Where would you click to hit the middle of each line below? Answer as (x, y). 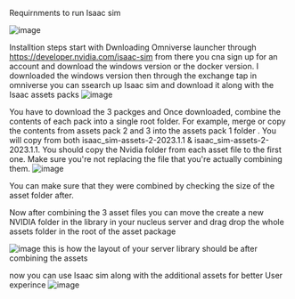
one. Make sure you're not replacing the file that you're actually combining (146, 159)
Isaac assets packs (45, 94)
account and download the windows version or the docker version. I (134, 66)
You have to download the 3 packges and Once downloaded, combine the (145, 112)
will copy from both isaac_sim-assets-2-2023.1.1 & (101, 140)
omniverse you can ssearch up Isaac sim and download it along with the (142, 85)
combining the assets (49, 258)
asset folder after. (41, 195)
